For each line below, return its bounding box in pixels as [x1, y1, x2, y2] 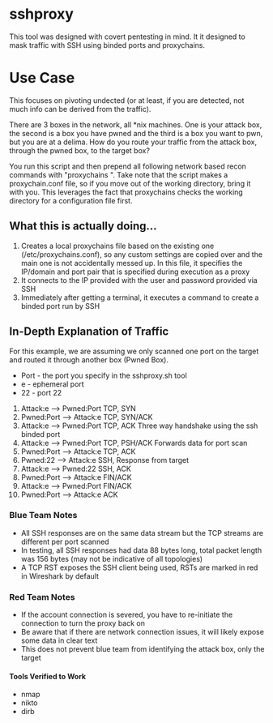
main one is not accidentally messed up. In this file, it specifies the [20, 258, 243, 267]
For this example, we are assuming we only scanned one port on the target [9, 346, 259, 356]
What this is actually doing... [9, 220, 157, 233]
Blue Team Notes [9, 510, 78, 521]
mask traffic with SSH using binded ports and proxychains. [9, 40, 206, 49]
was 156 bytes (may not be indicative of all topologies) [20, 554, 203, 563]
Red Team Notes [9, 591, 75, 602]
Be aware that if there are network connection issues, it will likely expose [20, 627, 264, 637]
